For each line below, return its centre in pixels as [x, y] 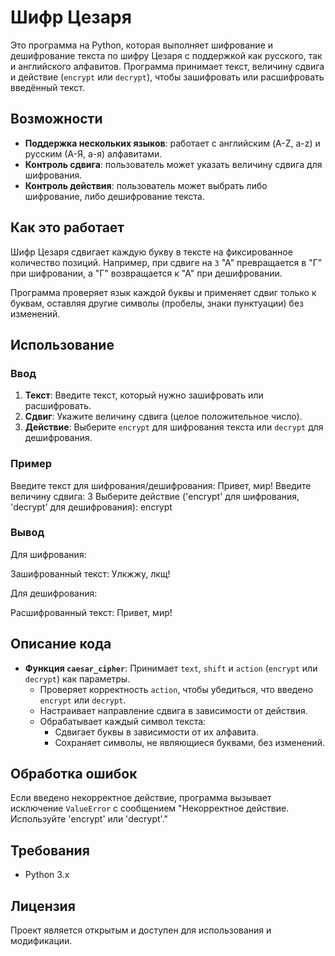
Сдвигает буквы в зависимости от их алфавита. [156, 732]
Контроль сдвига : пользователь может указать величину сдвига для [173, 164]
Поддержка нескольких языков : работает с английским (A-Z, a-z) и [172, 143]
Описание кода [61, 644]
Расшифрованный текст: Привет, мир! [91, 612]
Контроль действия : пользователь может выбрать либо [146, 185]
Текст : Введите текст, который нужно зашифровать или [144, 395]
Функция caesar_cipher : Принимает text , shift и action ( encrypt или [171, 668]
